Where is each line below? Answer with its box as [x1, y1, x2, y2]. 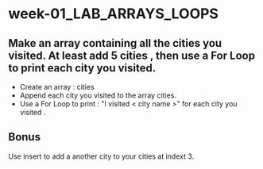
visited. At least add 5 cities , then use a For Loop [8, 48, 256, 62]
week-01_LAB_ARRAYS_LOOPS [8, 5, 219, 23]
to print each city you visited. [8, 61, 157, 75]
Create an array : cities [19, 83, 95, 91]
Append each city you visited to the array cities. [19, 90, 177, 100]
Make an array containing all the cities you [8, 36, 222, 50]
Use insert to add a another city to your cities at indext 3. [8, 152, 195, 161]
